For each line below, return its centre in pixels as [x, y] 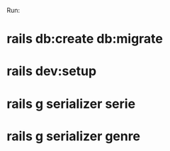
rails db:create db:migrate [85, 39]
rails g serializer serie [71, 104]
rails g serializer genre [74, 136]
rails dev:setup [52, 71]
